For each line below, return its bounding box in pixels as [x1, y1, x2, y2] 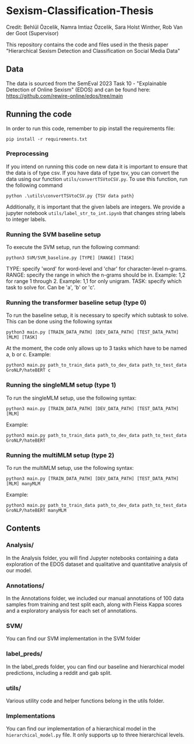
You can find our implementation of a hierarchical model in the [6, 725, 156, 732]
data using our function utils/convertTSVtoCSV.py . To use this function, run [6, 175, 188, 182]
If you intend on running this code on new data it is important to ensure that [6, 163, 188, 170]
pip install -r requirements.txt [6, 136, 88, 142]
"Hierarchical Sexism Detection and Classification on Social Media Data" [6, 47, 181, 54]
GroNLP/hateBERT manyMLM [6, 508, 67, 514]
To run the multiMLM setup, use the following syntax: [6, 465, 134, 472]
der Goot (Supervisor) [6, 29, 59, 36]
